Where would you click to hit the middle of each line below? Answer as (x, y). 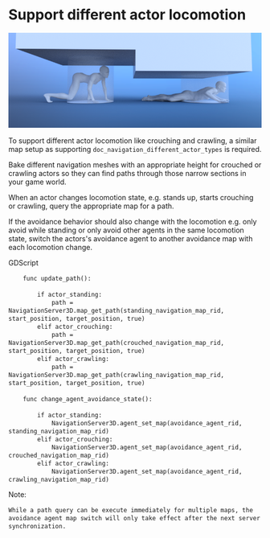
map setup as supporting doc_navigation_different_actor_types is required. (135, 149)
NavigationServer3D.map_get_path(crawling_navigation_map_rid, (117, 375)
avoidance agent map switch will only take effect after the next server (135, 518)
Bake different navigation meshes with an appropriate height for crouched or (135, 164)
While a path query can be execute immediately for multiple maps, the (131, 510)
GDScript (23, 262)
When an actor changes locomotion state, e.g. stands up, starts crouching (131, 197)
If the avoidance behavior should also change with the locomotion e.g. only (133, 221)
